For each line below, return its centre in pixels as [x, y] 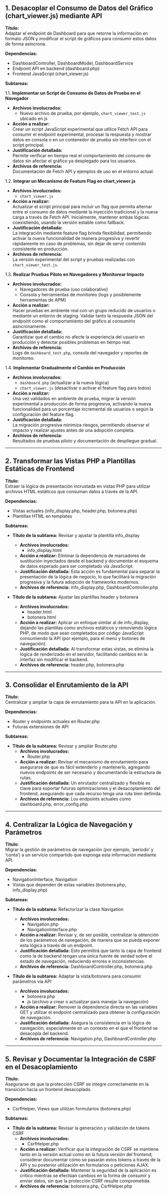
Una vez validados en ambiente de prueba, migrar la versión [74, 398]
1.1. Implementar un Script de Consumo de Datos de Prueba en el [73, 93]
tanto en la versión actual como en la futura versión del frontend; [86, 1155]
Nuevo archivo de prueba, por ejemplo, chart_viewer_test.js [83, 113]
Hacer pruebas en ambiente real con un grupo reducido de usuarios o [84, 310]
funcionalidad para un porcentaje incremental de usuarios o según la [83, 409]
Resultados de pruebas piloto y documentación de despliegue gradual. [85, 440]
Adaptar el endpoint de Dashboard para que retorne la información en [77, 33]
